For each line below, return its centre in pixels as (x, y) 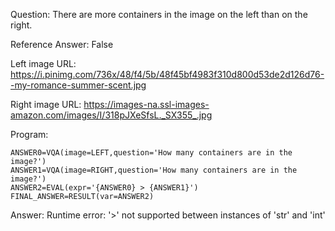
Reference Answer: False (62, 44)
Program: (29, 134)
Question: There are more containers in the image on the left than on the (159, 14)
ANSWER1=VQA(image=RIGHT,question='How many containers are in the (154, 170)
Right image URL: (46, 104)
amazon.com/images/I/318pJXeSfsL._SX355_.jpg (111, 115)
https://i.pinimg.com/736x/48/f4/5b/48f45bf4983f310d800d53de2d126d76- (167, 74)
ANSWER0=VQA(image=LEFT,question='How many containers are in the (151, 153)
